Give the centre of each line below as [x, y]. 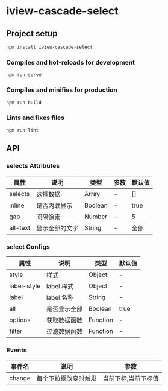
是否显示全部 [64, 309]
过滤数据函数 [64, 331]
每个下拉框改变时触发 [67, 378]
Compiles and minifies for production [62, 90]
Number [96, 217]
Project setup [32, 33]
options [20, 320]
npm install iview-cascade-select [50, 47]
